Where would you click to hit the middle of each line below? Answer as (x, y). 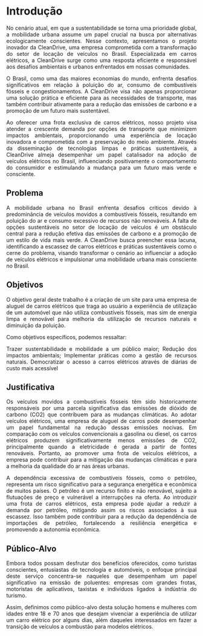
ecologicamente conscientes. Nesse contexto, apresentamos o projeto (101, 41)
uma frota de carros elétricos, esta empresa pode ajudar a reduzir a (101, 504)
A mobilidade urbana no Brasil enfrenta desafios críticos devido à (101, 208)
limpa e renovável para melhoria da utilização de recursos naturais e (101, 319)
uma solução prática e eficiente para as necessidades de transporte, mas (101, 98)
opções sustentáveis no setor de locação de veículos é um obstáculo (101, 227)
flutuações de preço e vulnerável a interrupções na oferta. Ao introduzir (101, 497)
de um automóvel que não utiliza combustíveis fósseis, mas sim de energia (101, 312)
